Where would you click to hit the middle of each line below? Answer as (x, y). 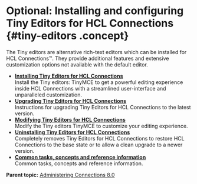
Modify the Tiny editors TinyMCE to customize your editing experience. (101, 126)
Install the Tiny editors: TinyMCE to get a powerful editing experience (99, 82)
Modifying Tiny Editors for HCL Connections (70, 119)
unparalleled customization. (48, 95)
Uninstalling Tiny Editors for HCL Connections (72, 132)
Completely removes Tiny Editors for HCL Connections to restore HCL (99, 138)
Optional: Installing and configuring (95, 11)
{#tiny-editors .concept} (68, 36)
